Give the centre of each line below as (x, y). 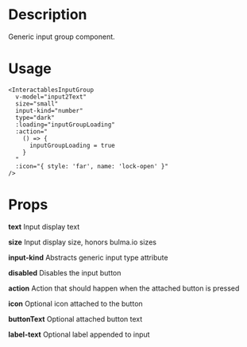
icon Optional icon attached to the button (75, 303)
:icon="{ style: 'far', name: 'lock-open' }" (92, 166)
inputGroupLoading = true (72, 145)
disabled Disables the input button (65, 272)
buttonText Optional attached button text (75, 318)
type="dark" (35, 118)
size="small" (37, 104)
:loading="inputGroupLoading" (65, 125)
